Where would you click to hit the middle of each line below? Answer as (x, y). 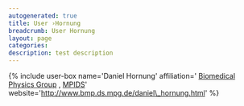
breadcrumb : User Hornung (52, 31)
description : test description (61, 53)
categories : (28, 46)
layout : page (30, 38)
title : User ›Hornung (45, 23)
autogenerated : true (43, 16)
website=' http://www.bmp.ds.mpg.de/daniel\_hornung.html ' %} (114, 93)
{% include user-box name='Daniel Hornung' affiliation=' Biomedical (122, 76)
